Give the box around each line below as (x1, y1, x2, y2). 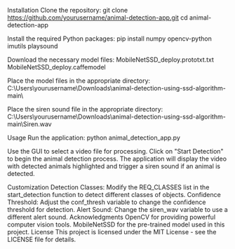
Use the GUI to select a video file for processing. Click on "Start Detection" (7, 147, 224, 155)
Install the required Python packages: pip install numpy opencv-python (7, 34, 212, 43)
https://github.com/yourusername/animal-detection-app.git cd (7, 13, 188, 22)
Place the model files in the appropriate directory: (7, 76, 151, 85)
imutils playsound (7, 42, 58, 50)
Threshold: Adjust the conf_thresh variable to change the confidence (7, 198, 206, 206)
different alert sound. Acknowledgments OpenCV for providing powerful (7, 213, 216, 221)
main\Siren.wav (7, 120, 52, 128)
